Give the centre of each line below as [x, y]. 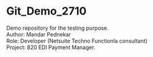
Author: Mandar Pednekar [39, 34]
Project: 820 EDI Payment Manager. [51, 47]
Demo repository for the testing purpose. [57, 28]
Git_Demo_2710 [46, 11]
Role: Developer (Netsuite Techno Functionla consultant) [77, 41]
